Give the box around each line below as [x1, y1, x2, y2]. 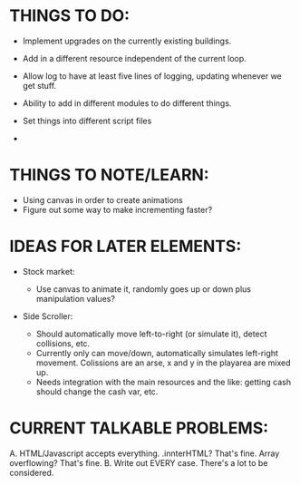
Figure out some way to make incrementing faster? [22, 204, 213, 215]
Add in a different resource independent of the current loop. [22, 53, 247, 63]
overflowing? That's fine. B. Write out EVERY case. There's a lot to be [9, 457, 268, 468]
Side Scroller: [22, 310, 73, 322]
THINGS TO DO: [9, 5, 130, 26]
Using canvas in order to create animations [22, 194, 184, 205]
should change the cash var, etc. [35, 386, 159, 397]
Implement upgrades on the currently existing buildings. [22, 35, 232, 46]
